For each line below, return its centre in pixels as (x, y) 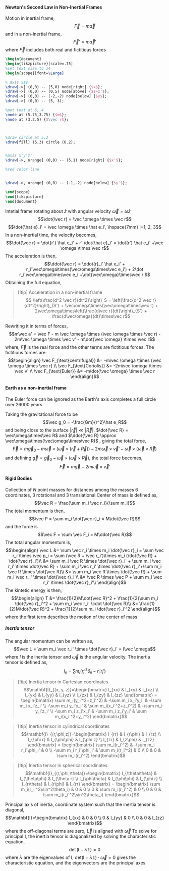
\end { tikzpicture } (24, 197)
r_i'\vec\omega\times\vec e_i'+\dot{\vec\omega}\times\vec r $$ (85, 275)
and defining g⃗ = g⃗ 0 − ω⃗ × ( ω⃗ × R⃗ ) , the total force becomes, (74, 458)
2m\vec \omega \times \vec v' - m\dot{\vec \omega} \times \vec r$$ (85, 339)
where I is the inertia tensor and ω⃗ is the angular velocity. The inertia (78, 657)
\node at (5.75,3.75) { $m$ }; (36, 115)
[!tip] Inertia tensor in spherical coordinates (62, 765)
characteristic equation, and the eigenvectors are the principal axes (75, 863)
